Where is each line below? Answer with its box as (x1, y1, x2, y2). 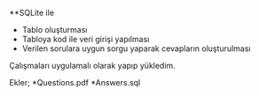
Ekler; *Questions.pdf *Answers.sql (9, 78, 141, 87)
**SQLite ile (9, 8, 55, 18)
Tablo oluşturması (21, 25, 88, 34)
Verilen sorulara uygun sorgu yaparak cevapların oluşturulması (21, 43, 251, 54)
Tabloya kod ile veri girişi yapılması (21, 34, 150, 44)
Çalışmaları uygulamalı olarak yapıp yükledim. (9, 61, 176, 70)
